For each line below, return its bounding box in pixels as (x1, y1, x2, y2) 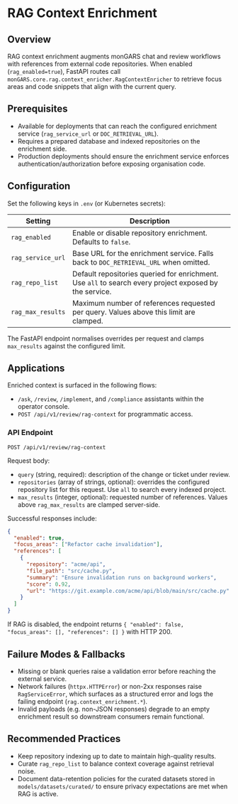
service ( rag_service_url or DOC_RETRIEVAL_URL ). (17, 129, 159, 138)
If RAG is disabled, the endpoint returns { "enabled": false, (7, 620, 184, 628)
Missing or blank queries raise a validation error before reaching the (17, 667, 216, 675)
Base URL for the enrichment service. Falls (72, 248, 214, 258)
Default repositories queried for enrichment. (72, 269, 219, 279)
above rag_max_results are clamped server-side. (17, 500, 161, 509)
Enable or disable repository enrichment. (72, 227, 208, 237)
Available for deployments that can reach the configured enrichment (17, 122, 217, 130)
